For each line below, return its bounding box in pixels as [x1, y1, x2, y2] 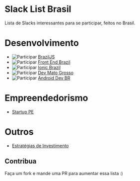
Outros [4, 126, 34, 137]
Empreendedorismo [4, 92, 88, 104]
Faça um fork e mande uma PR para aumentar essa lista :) [4, 170, 123, 176]
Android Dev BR [38, 75, 70, 81]
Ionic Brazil [38, 64, 61, 70]
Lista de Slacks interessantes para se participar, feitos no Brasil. [4, 20, 136, 26]
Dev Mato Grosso [38, 70, 74, 76]
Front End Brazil [38, 59, 70, 65]
